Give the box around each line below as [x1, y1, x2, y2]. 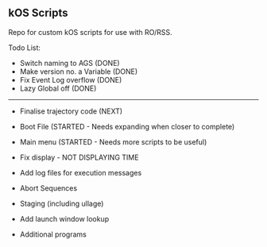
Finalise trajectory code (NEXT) [19, 106, 123, 116]
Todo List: [8, 43, 41, 52]
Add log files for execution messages [19, 168, 142, 177]
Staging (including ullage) [19, 199, 104, 208]
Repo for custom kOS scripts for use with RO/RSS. [8, 27, 172, 37]
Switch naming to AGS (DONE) [19, 58, 121, 68]
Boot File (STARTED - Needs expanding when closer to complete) [19, 122, 235, 131]
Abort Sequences [19, 183, 78, 193]
